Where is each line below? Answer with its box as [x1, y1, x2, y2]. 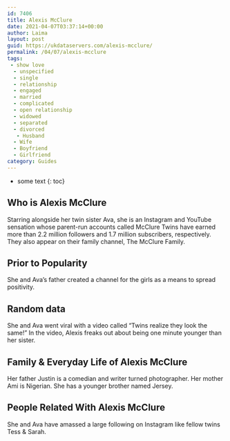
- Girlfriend [13, 151, 51, 159]
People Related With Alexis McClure [7, 402, 166, 413]
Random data [7, 303, 66, 315]
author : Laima [7, 29, 48, 37]
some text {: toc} [17, 177, 66, 185]
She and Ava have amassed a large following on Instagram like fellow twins [7, 420, 221, 429]
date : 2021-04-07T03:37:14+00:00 [7, 23, 104, 30]
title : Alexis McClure [7, 17, 73, 24]
